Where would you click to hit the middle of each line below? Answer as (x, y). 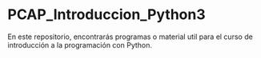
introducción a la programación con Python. (80, 44)
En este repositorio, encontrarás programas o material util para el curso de (130, 37)
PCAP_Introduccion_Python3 (106, 15)
